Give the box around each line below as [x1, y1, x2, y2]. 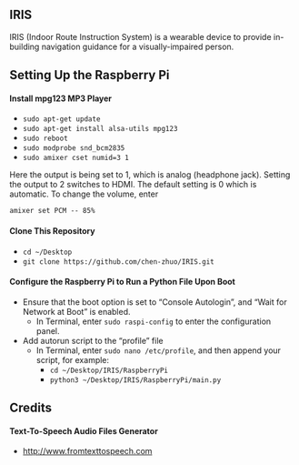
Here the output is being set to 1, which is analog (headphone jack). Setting [9, 169, 291, 180]
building [9, 41, 40, 52]
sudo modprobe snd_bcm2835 [22, 144, 125, 153]
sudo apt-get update [22, 115, 101, 124]
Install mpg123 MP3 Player [9, 93, 112, 104]
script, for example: [35, 354, 110, 365]
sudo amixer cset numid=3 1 [22, 154, 129, 163]
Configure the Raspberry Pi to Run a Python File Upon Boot [9, 277, 236, 288]
